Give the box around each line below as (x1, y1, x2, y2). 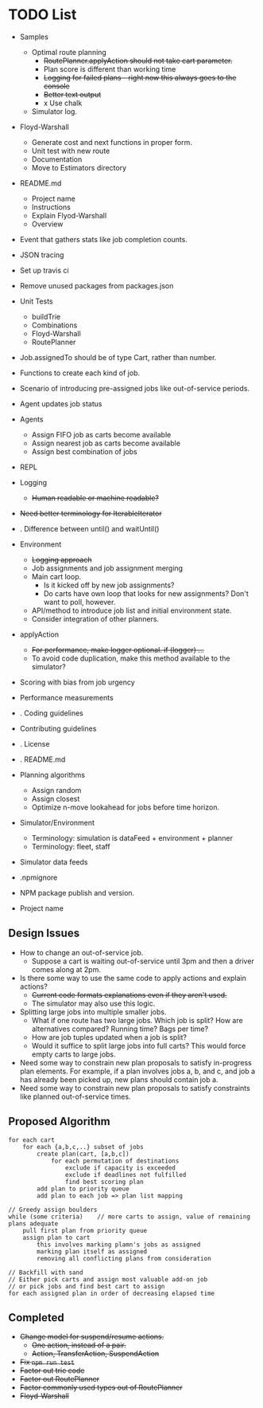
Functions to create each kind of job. (19, 368, 141, 378)
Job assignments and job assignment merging (31, 563, 184, 573)
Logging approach (31, 555, 92, 564)
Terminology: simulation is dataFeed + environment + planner (31, 833, 233, 842)
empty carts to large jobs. (31, 1049, 117, 1059)
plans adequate (8, 1219, 59, 1228)
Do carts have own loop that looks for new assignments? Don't (43, 588, 249, 598)
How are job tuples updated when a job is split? (31, 1032, 187, 1041)
